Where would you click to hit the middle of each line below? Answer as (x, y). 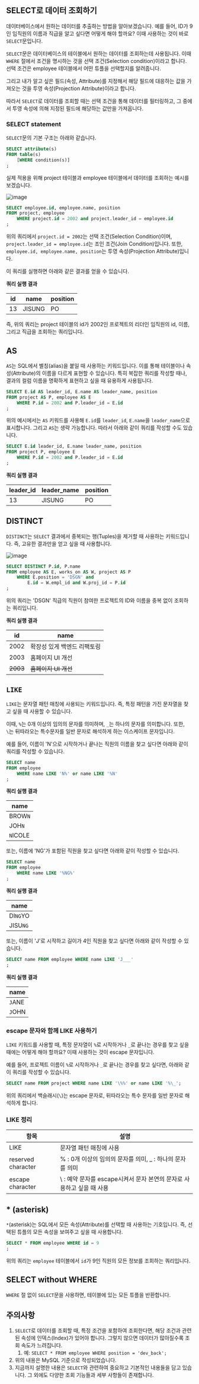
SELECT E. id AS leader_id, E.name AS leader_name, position (82, 392)
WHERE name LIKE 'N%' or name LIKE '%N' (67, 774)
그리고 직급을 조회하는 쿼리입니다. (45, 332)
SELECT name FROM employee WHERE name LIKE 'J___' (70, 959)
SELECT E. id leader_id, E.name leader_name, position (74, 447)
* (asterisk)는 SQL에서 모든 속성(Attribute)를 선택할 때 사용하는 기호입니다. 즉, (96, 1224)
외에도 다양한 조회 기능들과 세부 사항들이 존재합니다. (94, 1375)
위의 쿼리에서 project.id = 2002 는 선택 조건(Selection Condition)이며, (89, 237)
